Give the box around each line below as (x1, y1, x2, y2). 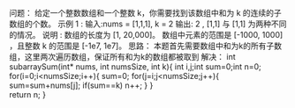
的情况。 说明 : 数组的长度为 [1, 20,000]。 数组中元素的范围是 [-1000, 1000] (9, 30, 284, 40)
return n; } (9, 90, 47, 99)
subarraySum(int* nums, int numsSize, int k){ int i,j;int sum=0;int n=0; (9, 61, 262, 72)
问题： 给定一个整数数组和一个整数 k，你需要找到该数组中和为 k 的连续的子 (9, 8, 283, 18)
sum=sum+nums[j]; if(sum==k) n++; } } (9, 80, 154, 90)
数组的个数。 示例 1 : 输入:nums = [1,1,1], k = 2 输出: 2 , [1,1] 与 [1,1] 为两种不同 (9, 18, 287, 29)
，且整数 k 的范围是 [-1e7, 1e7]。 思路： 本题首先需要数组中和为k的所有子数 (9, 40, 283, 51)
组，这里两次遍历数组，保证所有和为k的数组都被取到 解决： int (9, 52, 236, 61)
